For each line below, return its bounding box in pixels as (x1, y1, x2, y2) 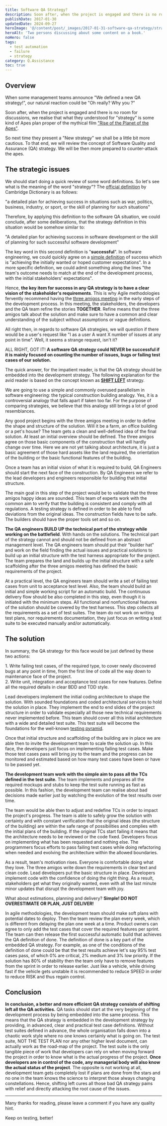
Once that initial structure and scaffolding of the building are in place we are (5, 735, 161, 741)
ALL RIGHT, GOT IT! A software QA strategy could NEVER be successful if (5, 346, 160, 352)
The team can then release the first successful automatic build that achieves (5, 931, 162, 937)
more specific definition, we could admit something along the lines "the (5, 264, 151, 270)
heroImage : (5, 26, 28, 31)
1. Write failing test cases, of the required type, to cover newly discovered (5, 663, 156, 669)
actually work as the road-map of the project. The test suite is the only (5, 1043, 149, 1049)
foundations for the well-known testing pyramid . (5, 725, 104, 731)
